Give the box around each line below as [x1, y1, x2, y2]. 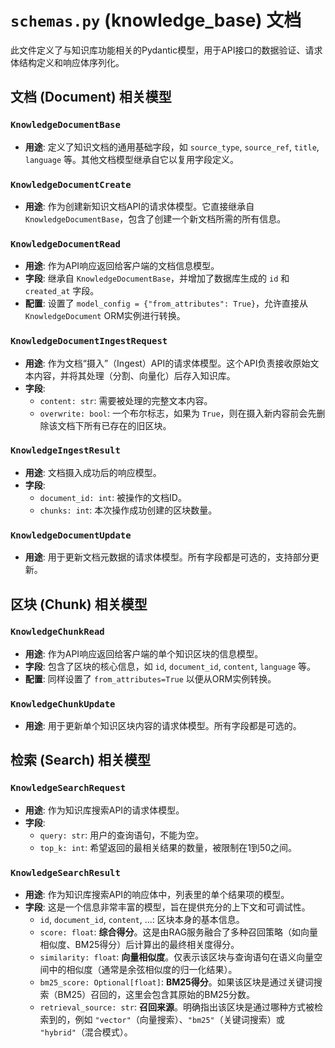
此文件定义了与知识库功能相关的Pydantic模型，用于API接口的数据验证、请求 [10, 44, 323, 56]
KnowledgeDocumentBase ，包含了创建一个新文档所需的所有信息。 [24, 212, 287, 225]
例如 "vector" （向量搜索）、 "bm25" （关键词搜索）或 [74, 1014, 285, 1026]
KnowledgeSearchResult [10, 867, 121, 878]
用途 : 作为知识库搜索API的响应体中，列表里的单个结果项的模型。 [24, 889, 290, 901]
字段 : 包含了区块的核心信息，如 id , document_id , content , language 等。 [24, 660, 317, 672]
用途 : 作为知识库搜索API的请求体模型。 [24, 804, 185, 816]
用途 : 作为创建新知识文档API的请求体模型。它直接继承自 [24, 200, 255, 212]
